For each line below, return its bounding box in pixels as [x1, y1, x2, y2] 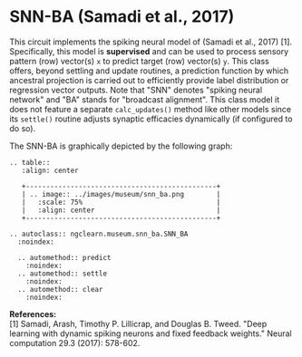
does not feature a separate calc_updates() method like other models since [9, 103, 292, 114]
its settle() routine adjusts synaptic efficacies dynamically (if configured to [9, 113, 293, 124]
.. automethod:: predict [17, 253, 112, 262]
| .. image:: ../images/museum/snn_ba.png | [21, 189, 221, 198]
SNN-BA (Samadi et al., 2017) [9, 6, 235, 27]
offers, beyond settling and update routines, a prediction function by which [9, 65, 288, 76]
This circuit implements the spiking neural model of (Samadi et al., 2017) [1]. [9, 36, 293, 47]
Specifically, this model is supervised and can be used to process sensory [9, 45, 289, 56]
